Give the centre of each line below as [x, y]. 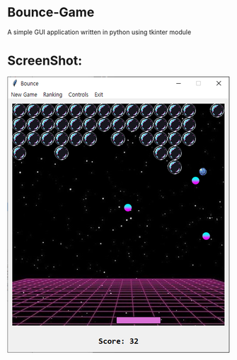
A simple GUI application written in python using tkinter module [99, 32]
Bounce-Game [51, 12]
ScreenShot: [45, 61]
